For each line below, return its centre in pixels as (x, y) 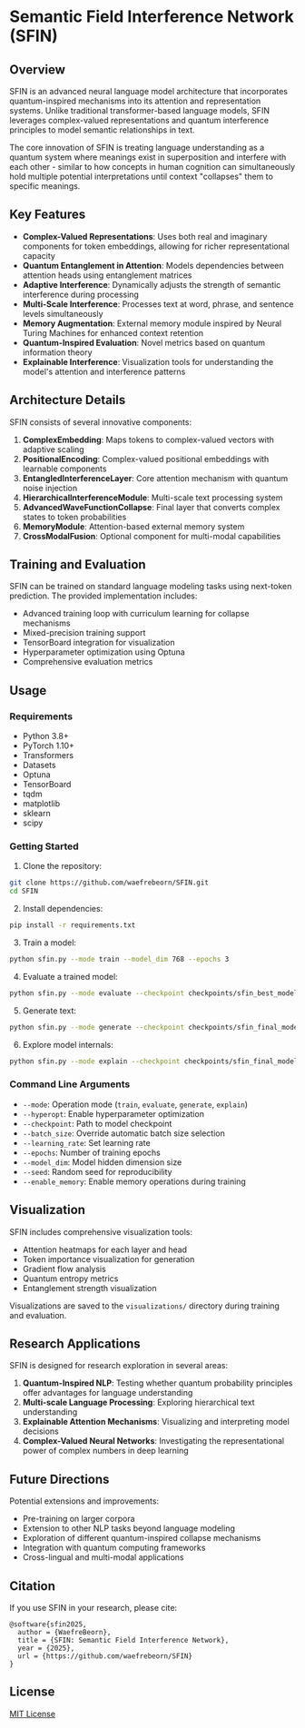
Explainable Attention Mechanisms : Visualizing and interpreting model (156, 1422)
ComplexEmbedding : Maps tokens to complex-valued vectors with (148, 439)
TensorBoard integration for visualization (98, 643)
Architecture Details (68, 400)
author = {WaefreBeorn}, (64, 1633)
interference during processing (80, 294)
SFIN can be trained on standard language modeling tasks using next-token (151, 587)
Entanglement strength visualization (89, 1288)
